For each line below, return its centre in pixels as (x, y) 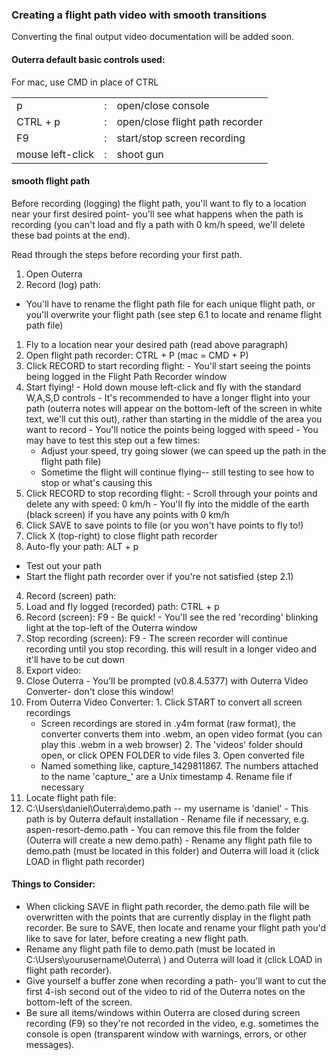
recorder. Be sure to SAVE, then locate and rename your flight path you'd (176, 927)
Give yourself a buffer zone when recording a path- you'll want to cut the (176, 980)
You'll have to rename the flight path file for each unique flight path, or (170, 304)
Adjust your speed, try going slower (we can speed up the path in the (183, 450)
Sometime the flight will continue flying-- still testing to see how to (177, 472)
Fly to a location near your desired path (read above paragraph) (157, 344)
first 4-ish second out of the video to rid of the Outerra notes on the (165, 991)
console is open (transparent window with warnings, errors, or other (166, 1034)
